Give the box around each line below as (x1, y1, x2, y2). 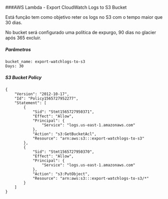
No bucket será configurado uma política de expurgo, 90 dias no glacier (5, 29, 156, 35)
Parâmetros (5, 46, 32, 52)
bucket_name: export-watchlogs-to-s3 (5, 59, 86, 64)
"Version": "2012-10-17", (14, 91, 70, 96)
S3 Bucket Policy (5, 74, 42, 80)
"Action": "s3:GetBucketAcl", (32, 131, 97, 137)
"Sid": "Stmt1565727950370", (32, 149, 95, 154)
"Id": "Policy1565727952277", (14, 96, 79, 101)
